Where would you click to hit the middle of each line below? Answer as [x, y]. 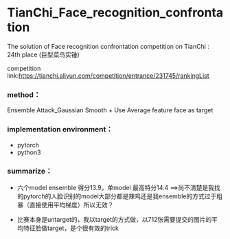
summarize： [30, 172]
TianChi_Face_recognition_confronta [115, 13]
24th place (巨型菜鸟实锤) [44, 54]
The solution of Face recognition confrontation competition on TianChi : [108, 46]
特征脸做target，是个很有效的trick [71, 228]
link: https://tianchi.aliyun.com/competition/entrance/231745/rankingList [108, 75]
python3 [29, 152]
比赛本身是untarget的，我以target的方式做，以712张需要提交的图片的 [114, 219]
